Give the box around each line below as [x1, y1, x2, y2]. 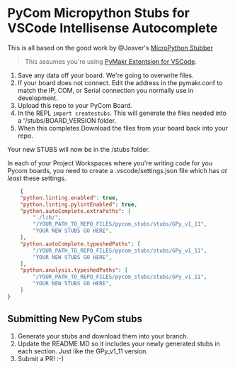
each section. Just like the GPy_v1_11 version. [17, 346, 149, 356]
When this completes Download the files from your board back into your [17, 123, 229, 132]
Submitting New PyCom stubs [7, 313, 143, 325]
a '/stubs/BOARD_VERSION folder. [17, 116, 117, 125]
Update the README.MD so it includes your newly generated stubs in [17, 339, 221, 348]
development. [17, 94, 58, 102]
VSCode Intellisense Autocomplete [7, 20, 218, 36]
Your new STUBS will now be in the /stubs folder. [7, 145, 150, 153]
